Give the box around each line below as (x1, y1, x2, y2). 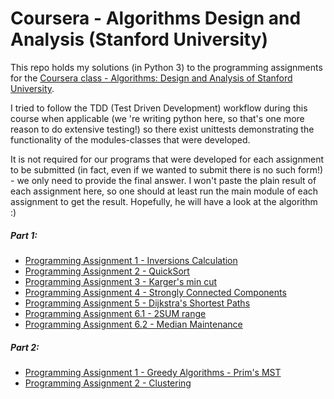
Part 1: (10, 229, 38, 241)
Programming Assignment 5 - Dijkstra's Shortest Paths (24, 297, 251, 309)
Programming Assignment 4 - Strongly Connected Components (24, 286, 287, 298)
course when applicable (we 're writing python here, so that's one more (10, 112, 305, 124)
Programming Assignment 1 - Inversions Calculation (24, 254, 238, 266)
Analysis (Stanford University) (10, 28, 269, 51)
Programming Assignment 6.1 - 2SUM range (24, 307, 207, 319)
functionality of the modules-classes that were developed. (10, 133, 251, 146)
